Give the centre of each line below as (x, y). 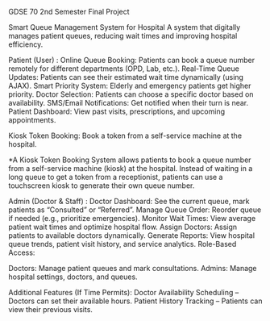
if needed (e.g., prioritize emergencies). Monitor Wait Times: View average (132, 218)
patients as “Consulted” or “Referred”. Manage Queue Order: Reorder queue (135, 210)
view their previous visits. (50, 309)
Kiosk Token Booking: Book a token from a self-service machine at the (125, 135)
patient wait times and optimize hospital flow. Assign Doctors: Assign (123, 227)
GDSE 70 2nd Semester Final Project (69, 12)
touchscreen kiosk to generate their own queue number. (102, 186)
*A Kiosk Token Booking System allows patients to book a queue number (130, 160)
